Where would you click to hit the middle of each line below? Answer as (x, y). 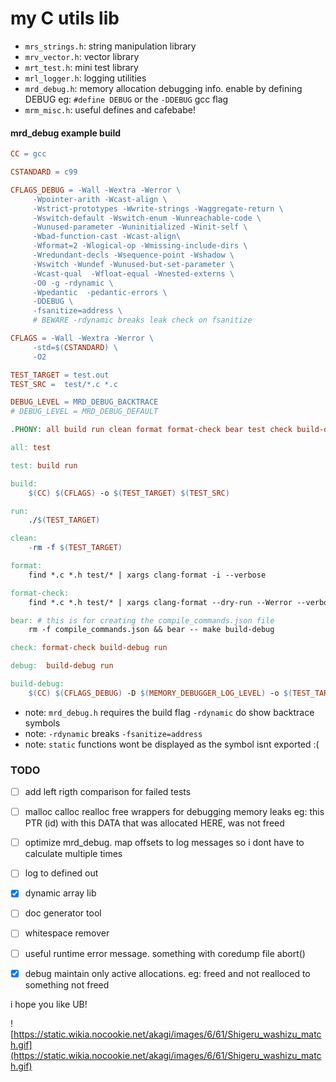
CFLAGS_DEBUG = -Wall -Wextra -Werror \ (96, 190)
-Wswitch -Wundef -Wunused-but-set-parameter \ (133, 264)
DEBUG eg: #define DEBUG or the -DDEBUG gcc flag (126, 99)
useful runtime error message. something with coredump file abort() (165, 953)
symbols (42, 723)
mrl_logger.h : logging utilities (85, 78)
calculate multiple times (73, 854)
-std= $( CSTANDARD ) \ (75, 347)
